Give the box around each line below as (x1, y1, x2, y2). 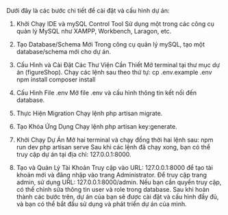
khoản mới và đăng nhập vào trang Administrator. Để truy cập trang (16, 171, 207, 179)
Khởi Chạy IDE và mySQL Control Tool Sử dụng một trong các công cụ (16, 20, 215, 27)
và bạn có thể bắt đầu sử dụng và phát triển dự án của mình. (16, 200, 187, 208)
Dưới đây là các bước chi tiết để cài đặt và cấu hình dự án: (6, 7, 170, 14)
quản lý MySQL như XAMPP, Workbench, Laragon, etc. (16, 27, 172, 35)
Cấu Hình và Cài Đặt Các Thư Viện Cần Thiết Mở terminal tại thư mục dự (16, 61, 220, 68)
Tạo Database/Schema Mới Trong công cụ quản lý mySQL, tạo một (16, 40, 205, 48)
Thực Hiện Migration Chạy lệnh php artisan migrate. (16, 110, 163, 117)
